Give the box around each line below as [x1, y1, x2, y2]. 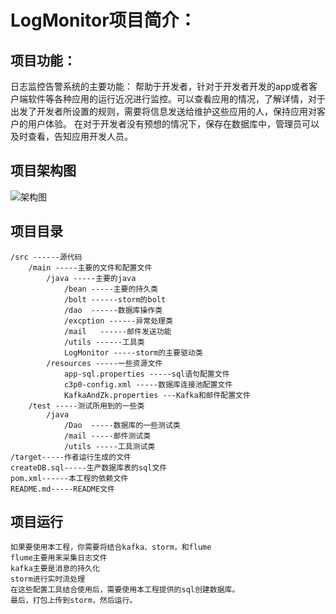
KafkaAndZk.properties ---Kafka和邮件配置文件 [63, 390, 251, 400]
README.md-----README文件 [10, 484, 115, 494]
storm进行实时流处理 [10, 574, 86, 585]
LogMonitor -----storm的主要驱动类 [63, 347, 203, 358]
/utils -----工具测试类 [63, 441, 156, 451]
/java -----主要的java [46, 273, 137, 283]
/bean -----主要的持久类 [63, 284, 158, 294]
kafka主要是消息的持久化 [10, 564, 100, 574]
